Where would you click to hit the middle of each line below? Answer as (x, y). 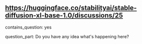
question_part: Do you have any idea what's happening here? (67, 36)
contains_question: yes (28, 27)
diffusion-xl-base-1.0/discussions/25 (64, 16)
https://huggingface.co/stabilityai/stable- (71, 8)
